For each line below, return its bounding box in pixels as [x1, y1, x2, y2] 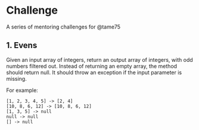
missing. [6, 75, 27, 82]
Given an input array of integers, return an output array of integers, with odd [6, 56, 194, 63]
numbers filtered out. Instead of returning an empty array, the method [6, 62, 178, 69]
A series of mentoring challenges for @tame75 [6, 23, 121, 30]
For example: [6, 87, 39, 94]
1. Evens [6, 40, 38, 50]
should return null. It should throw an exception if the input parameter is [6, 69, 182, 76]
